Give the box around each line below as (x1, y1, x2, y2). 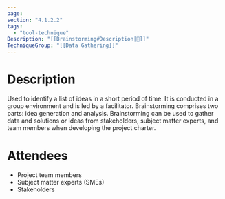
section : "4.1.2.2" (7, 17, 63, 23)
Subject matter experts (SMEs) (17, 178, 105, 186)
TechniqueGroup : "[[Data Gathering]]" (7, 42, 118, 49)
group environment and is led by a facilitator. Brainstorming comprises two (7, 101, 219, 110)
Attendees (7, 148, 68, 164)
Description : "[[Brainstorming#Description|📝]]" (7, 36, 149, 43)
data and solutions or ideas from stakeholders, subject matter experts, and (7, 116, 219, 125)
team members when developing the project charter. (7, 123, 156, 132)
